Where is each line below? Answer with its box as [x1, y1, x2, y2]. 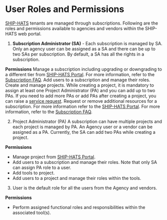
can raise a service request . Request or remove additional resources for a [5, 98, 157, 104]
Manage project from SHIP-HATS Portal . [12, 154, 96, 160]
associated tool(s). [12, 209, 51, 215]
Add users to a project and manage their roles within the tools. [12, 175, 141, 181]
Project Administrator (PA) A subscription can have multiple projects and [12, 118, 162, 124]
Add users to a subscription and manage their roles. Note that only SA [12, 159, 157, 165]
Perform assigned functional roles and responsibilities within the [12, 204, 145, 210]
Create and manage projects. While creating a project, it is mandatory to [5, 82, 154, 88]
